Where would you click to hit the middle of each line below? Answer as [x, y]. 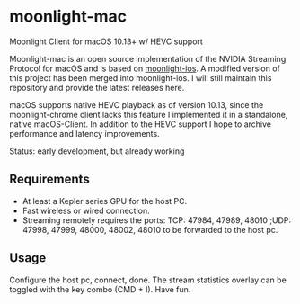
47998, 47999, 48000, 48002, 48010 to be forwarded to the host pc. [150, 229]
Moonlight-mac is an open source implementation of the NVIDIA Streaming [148, 58]
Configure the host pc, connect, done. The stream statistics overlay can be [148, 280]
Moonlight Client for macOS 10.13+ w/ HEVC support [106, 41]
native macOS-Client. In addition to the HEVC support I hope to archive [141, 124]
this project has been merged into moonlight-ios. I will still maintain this [141, 77]
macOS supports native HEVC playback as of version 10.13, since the [137, 104]
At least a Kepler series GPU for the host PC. [104, 201]
